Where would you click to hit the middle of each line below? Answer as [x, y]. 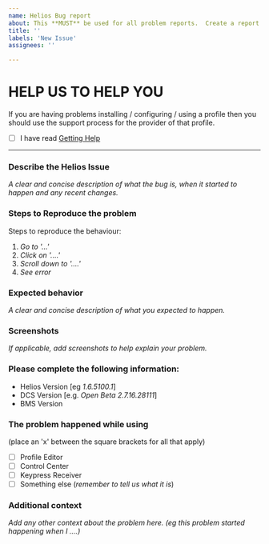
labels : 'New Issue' [43, 38]
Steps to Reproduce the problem [72, 214]
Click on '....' [40, 255]
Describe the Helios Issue [59, 167]
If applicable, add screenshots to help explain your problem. [108, 348]
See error [36, 272]
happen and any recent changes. [63, 193]
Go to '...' [34, 246]
